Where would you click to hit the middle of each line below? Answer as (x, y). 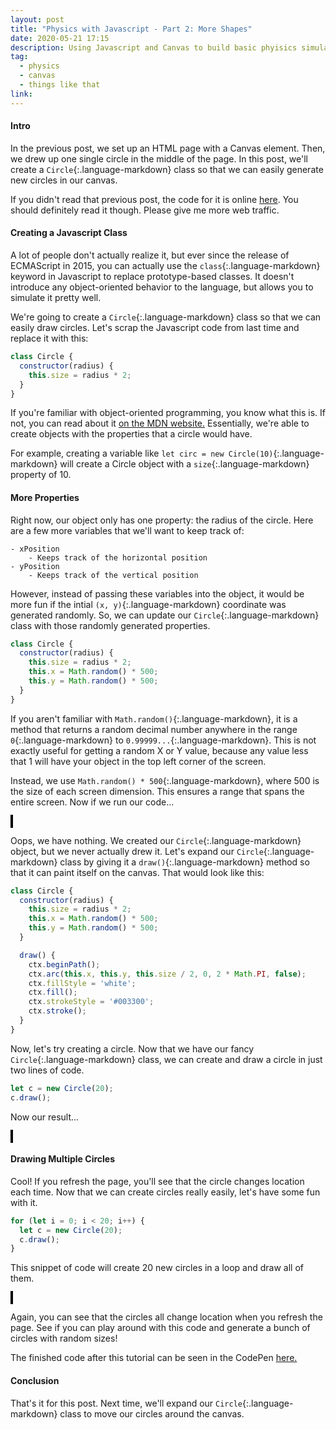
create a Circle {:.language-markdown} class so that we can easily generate (167, 169)
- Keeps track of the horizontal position (118, 557)
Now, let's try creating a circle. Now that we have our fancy (132, 1048)
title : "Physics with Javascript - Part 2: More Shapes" (131, 29)
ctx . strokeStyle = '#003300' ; (91, 1002)
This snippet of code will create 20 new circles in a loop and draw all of (157, 1268)
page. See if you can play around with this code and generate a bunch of (160, 1328)
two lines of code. (47, 1070)
